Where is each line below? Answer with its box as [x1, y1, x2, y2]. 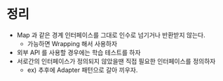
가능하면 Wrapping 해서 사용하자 [27, 39, 118, 47]
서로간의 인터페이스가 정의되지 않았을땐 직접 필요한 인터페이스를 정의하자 [16, 57, 216, 65]
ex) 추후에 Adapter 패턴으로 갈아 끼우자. [27, 66, 138, 74]
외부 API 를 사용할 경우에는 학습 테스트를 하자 [16, 48, 141, 57]
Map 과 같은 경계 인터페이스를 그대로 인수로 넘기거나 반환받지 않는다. [16, 31, 205, 39]
